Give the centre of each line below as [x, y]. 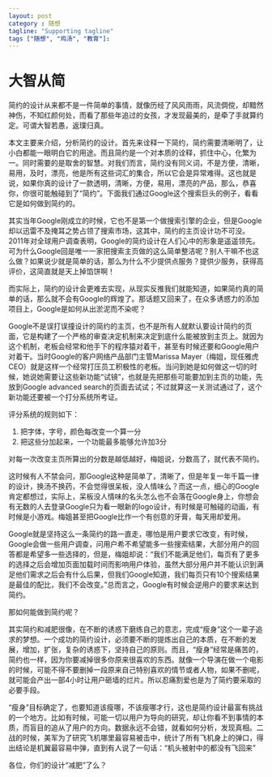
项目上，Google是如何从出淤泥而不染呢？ [77, 309]
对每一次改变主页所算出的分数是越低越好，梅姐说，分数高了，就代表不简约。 [136, 459]
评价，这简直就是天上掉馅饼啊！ [62, 272]
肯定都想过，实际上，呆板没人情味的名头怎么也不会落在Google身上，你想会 [134, 496]
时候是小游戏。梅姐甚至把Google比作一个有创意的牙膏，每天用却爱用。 [127, 517]
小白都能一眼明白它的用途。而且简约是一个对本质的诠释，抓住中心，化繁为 [132, 153]
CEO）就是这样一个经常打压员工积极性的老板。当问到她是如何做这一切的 [130, 367]
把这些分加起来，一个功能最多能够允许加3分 [93, 442]
